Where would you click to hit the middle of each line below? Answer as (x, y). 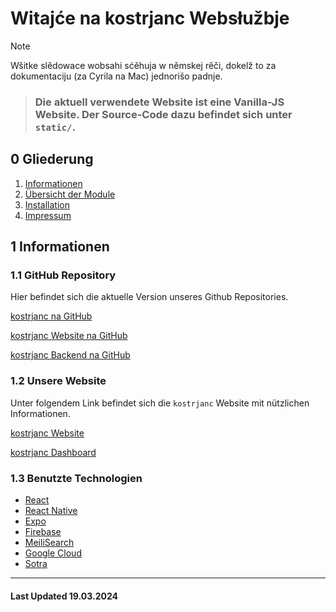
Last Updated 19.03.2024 (64, 596)
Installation (47, 204)
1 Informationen (60, 247)
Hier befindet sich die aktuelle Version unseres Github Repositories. (149, 297)
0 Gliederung (52, 159)
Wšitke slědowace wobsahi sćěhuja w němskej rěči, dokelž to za (143, 65)
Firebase (43, 531)
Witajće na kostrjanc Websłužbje (150, 18)
